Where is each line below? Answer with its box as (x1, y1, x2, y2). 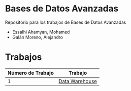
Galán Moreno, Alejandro (12, 34, 63, 40)
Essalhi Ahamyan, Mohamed (12, 29, 70, 35)
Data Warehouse (58, 78, 97, 85)
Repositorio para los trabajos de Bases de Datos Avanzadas (5, 19, 127, 25)
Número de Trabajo (7, 69, 54, 76)
